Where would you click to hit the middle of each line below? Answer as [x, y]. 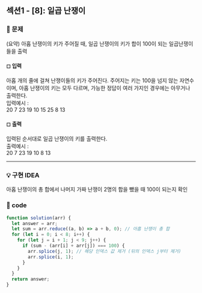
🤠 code [17, 205]
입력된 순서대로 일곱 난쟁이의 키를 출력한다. [57, 139]
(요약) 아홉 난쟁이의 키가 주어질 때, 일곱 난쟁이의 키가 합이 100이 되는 [87, 43]
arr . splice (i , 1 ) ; [51, 257]
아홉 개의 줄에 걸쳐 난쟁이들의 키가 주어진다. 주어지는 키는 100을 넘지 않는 [92, 80]
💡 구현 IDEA [23, 175]
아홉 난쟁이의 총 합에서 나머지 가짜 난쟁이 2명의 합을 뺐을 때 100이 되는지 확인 [97, 189]
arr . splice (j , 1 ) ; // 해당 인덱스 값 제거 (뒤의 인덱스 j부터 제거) [105, 251]
